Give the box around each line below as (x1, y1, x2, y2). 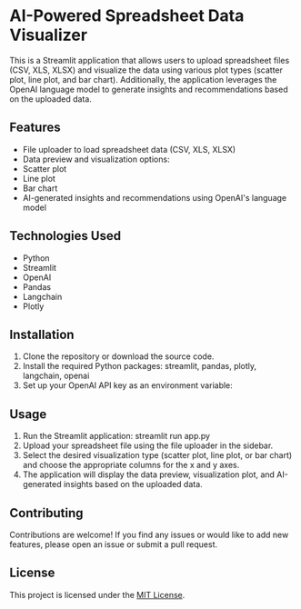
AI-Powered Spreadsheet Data (9, 5, 245, 26)
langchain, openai (22, 370, 90, 382)
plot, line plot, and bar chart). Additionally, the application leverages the (9, 74, 277, 85)
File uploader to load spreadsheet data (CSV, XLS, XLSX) (22, 144, 236, 155)
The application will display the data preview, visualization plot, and (22, 469, 276, 480)
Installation (9, 326, 75, 342)
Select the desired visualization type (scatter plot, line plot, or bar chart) (22, 450, 293, 461)
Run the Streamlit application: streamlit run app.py (22, 431, 211, 442)
